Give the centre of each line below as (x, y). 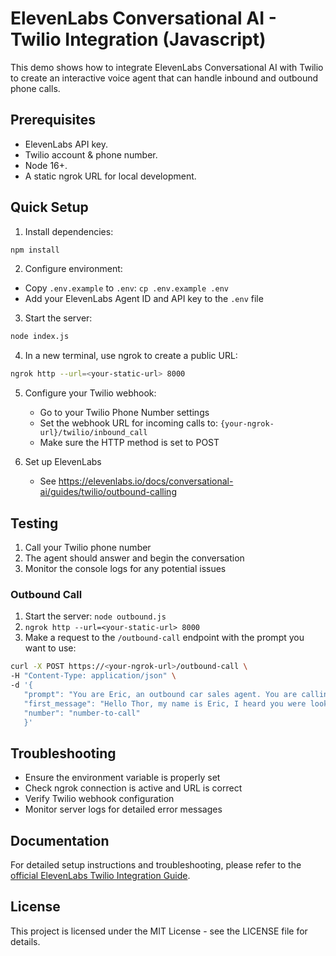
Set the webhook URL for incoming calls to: (128, 423)
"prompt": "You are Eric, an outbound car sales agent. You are (160, 694)
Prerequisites (53, 120)
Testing (34, 523)
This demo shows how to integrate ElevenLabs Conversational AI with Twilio (167, 67)
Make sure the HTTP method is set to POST (129, 443)
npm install (35, 250)
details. (25, 941)
